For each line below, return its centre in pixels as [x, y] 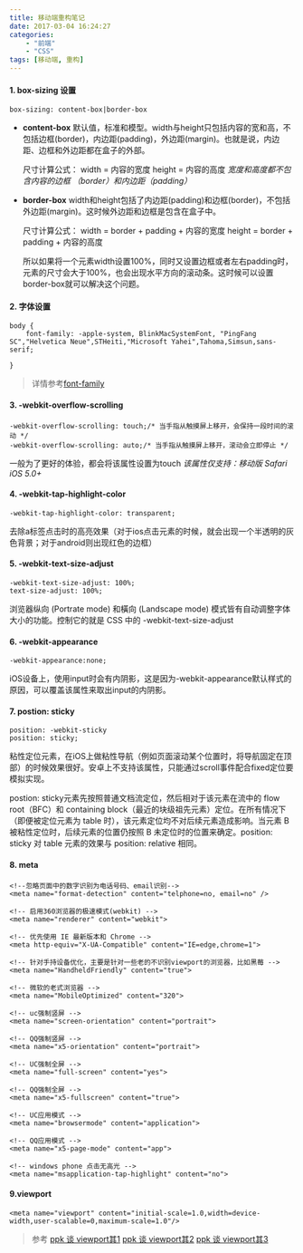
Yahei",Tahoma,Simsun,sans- [224, 342]
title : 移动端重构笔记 [47, 18]
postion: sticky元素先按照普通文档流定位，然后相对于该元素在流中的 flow [145, 798]
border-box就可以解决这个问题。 [83, 284]
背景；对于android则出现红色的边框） [87, 542]
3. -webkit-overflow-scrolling [66, 405]
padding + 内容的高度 [62, 242]
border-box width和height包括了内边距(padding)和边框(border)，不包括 [156, 200]
